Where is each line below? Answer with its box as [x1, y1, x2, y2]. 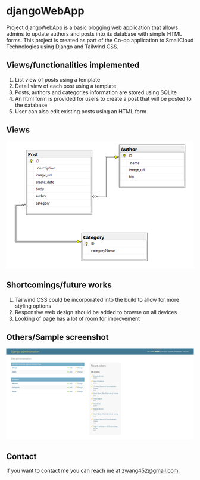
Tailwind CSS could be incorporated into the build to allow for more [14, 296, 180, 303]
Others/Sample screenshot [6, 332, 109, 342]
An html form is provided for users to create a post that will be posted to [14, 95, 192, 102]
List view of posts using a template [14, 76, 101, 83]
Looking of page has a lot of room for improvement [14, 315, 140, 322]
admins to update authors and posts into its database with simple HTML [6, 30, 183, 37]
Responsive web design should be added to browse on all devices [14, 308, 177, 315]
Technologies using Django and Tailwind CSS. [6, 43, 119, 50]
